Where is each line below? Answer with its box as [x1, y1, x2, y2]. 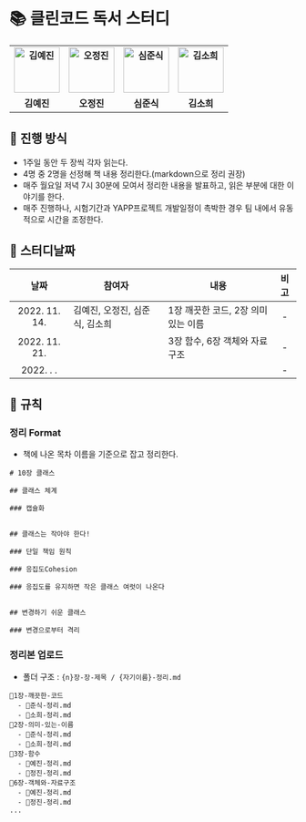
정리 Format [9, 426, 62, 438]
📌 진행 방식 [9, 131, 68, 147]
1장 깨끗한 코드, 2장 [168, 303, 249, 316]
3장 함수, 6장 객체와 [168, 334, 249, 347]
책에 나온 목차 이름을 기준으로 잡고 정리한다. [22, 448, 179, 460]
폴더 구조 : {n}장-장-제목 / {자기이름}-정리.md [22, 671, 181, 682]
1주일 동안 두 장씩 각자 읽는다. [22, 157, 128, 168]
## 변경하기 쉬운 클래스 [9, 608, 87, 618]
